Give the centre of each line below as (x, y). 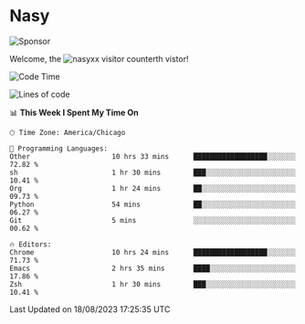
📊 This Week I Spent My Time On (74, 112)
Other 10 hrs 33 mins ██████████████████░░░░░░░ (153, 156)
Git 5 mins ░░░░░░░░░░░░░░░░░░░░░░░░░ (153, 220)
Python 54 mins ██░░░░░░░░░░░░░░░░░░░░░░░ (153, 204)
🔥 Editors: (31, 244)
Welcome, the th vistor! (99, 58)
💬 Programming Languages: (58, 148)
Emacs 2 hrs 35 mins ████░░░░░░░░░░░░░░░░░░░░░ (153, 268)
